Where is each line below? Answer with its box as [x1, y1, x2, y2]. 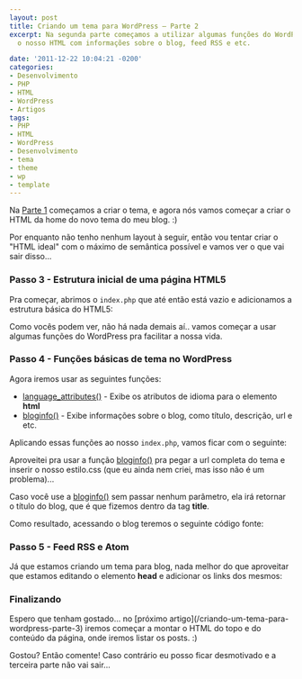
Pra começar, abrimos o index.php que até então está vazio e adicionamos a [9, 294, 292, 304]
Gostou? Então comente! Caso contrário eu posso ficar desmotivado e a [9, 650, 277, 661]
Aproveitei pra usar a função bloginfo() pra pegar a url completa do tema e [9, 454, 286, 465]
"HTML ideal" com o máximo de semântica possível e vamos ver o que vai [9, 241, 285, 252]
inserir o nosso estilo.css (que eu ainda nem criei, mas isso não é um [9, 464, 265, 475]
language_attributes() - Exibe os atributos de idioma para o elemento [22, 391, 278, 402]
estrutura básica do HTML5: [9, 303, 114, 314]
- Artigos [9, 104, 47, 113]
